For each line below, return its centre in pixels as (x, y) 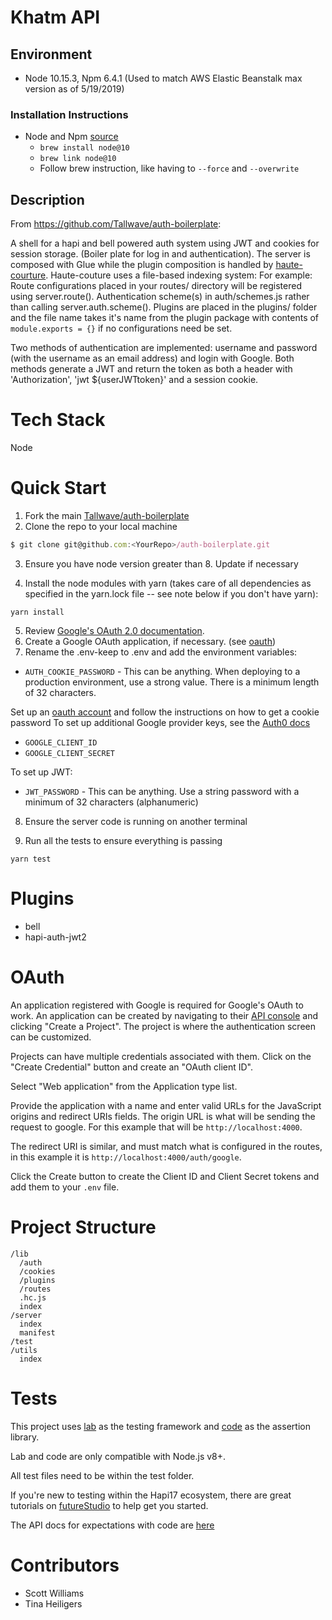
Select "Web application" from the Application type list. (124, 1086)
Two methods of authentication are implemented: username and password (164, 348)
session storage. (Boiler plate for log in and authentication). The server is (160, 254)
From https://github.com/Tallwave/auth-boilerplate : (116, 224)
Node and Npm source (71, 137)
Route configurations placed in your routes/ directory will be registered (156, 286)
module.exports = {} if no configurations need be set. (121, 328)
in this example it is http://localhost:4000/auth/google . (126, 1157)
